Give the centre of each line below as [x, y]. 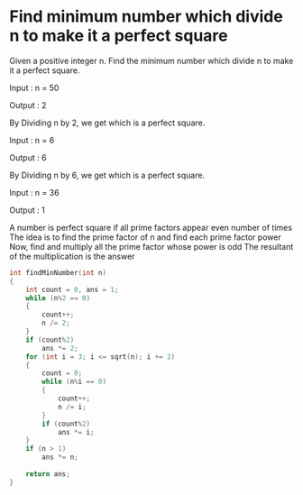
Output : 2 [28, 105]
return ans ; [48, 474]
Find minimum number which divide [147, 17]
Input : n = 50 [34, 87]
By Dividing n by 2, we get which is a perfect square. [107, 123]
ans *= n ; [60, 457]
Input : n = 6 [32, 140]
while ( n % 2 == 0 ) [58, 298]
